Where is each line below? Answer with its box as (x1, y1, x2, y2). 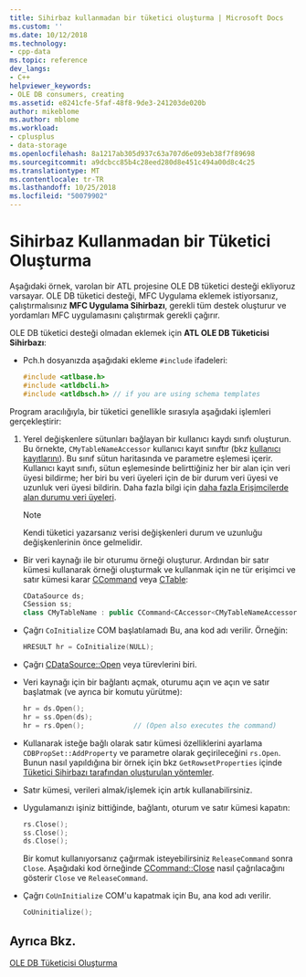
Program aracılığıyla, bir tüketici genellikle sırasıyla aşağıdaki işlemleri (9, 405, 271, 416)
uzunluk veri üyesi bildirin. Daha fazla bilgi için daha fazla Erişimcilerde (22, 481, 290, 493)
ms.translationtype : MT (9, 166, 100, 175)
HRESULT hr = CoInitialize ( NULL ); (22, 643, 154, 652)
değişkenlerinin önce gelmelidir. (22, 536, 143, 548)
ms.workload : (9, 124, 59, 133)
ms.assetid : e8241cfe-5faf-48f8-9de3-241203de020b (9, 98, 206, 108)
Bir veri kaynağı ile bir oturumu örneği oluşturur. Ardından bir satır (22, 554, 269, 565)
